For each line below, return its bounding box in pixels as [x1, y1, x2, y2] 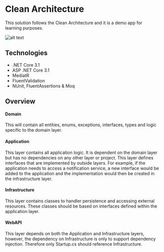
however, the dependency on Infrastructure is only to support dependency [5, 236, 156, 242]
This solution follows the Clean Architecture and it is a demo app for [5, 20, 142, 26]
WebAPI [5, 219, 22, 225]
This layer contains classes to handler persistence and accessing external [5, 198, 155, 204]
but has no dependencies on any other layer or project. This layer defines [5, 154, 154, 161]
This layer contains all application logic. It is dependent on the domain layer [5, 149, 158, 155]
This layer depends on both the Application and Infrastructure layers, [5, 230, 145, 236]
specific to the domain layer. [5, 127, 62, 133]
